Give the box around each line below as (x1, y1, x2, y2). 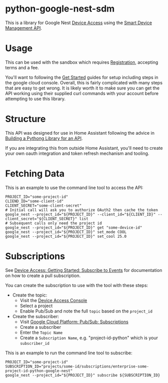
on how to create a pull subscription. (5, 272, 81, 278)
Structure (5, 114, 46, 125)
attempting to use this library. (5, 95, 66, 102)
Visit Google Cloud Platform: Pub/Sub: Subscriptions (20, 319, 129, 325)
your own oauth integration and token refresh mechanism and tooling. (5, 150, 149, 156)
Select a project (20, 303, 53, 309)
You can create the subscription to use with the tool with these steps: (5, 282, 148, 288)
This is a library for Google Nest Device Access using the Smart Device (5, 20, 152, 26)
